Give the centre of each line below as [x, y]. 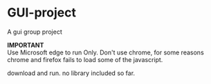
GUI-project [42, 13]
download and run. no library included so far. [71, 73]
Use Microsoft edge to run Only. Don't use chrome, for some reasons [105, 52]
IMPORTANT [26, 45]
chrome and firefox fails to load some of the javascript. [85, 59]
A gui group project [35, 32]
